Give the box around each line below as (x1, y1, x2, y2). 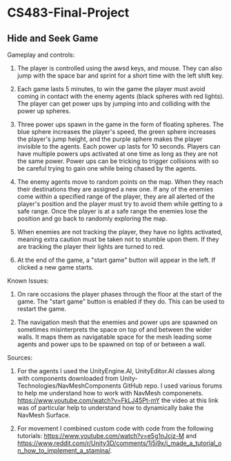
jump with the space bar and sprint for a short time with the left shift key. (17, 71, 224, 79)
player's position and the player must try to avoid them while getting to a (17, 200, 223, 208)
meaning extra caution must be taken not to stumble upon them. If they (17, 235, 219, 243)
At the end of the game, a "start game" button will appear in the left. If (17, 256, 216, 264)
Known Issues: (7, 276, 49, 285)
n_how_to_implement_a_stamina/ (17, 446, 110, 454)
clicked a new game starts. (17, 263, 94, 271)
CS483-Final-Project (7, 5, 130, 21)
